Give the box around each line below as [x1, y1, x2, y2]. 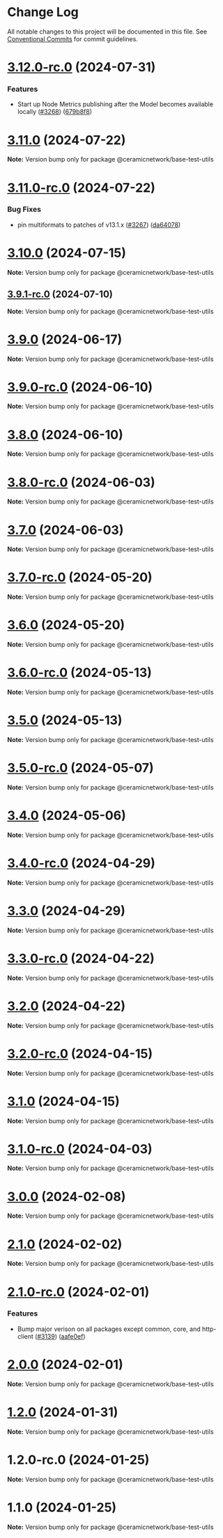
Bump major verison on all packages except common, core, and [17, 1325, 201, 1333]
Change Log [7, 4, 79, 20]
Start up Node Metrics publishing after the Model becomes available [17, 100, 214, 108]
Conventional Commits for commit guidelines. [7, 34, 138, 43]
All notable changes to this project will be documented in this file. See [7, 27, 208, 36]
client [17, 1332, 33, 1340]
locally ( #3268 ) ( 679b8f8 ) [17, 108, 93, 116]
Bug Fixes [7, 204, 42, 214]
